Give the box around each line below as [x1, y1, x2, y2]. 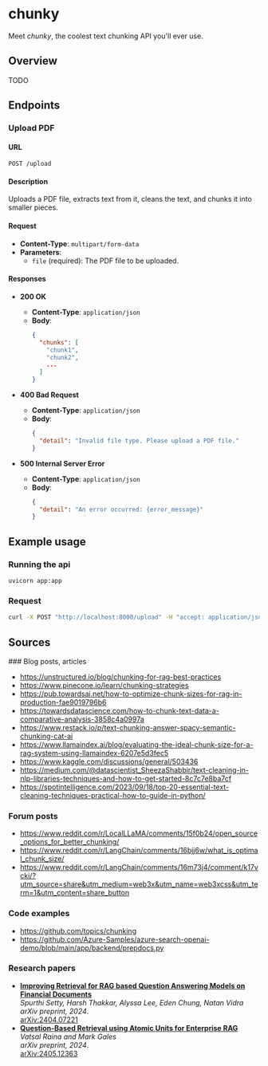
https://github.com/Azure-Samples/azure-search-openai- [19, 934, 210, 944]
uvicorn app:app [8, 576, 62, 584]
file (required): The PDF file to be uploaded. [31, 256, 179, 266]
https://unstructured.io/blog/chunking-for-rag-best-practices [19, 671, 222, 682]
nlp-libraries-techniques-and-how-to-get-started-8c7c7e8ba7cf [19, 773, 232, 783]
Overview [8, 54, 58, 68]
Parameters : [19, 247, 62, 257]
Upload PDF [8, 123, 55, 134]
